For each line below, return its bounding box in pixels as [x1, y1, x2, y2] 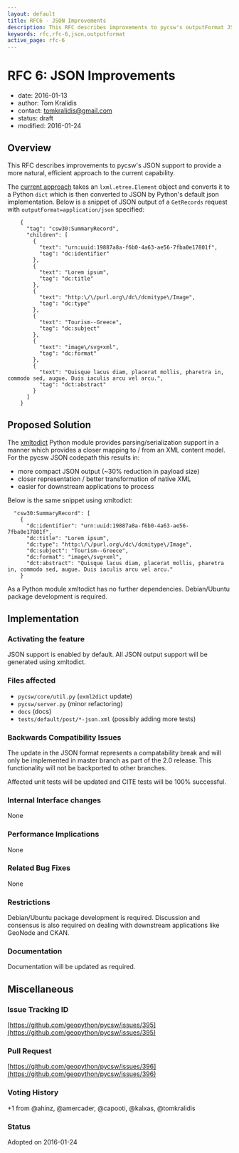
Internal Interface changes [7, 795, 102, 805]
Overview [7, 142, 52, 154]
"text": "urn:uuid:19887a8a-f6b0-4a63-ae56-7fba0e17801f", [38, 244, 218, 251]
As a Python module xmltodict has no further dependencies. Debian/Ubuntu [7, 584, 230, 593]
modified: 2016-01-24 [17, 122, 82, 130]
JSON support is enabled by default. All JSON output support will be [7, 650, 208, 659]
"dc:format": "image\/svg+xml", [26, 553, 122, 560]
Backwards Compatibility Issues [7, 732, 122, 742]
